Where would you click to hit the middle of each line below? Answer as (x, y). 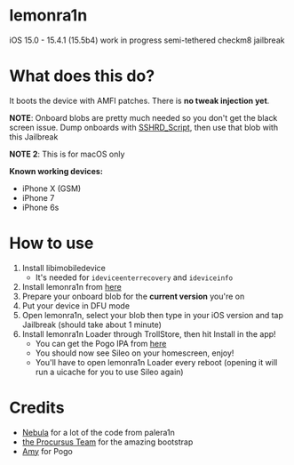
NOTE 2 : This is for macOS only (67, 154)
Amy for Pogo (47, 451)
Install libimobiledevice (64, 268)
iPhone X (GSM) (52, 188)
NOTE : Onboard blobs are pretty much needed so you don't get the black (143, 117)
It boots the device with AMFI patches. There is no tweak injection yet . (139, 100)
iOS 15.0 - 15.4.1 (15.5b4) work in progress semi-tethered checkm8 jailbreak (147, 40)
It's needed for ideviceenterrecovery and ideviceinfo (134, 277)
